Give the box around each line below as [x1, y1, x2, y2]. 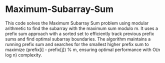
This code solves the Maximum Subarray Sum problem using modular [5, 20, 149, 26]
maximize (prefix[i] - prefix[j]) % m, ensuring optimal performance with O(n [5, 46, 160, 52]
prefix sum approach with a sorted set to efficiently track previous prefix [5, 30, 154, 36]
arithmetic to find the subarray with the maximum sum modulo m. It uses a [5, 25, 158, 31]
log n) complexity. [5, 51, 42, 58]
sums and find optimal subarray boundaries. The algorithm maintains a [5, 36, 151, 42]
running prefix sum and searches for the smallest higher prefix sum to [5, 41, 149, 47]
